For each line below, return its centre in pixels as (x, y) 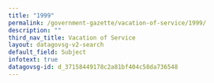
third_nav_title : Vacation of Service (72, 38)
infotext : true (33, 60)
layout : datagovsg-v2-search (56, 45)
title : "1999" (32, 15)
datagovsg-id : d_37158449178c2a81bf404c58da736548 (93, 67)
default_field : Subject (47, 52)
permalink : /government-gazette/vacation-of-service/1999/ (107, 23)
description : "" (35, 30)
